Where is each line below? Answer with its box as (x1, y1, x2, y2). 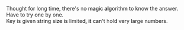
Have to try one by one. (6, 11, 64, 18)
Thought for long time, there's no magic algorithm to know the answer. (6, 5, 179, 12)
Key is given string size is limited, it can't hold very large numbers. (6, 18, 168, 24)
